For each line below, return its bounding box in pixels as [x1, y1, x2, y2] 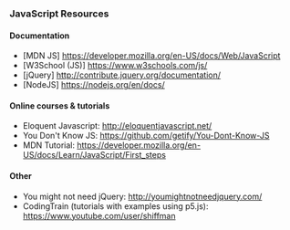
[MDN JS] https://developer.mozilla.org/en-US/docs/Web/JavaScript [22, 50, 281, 61]
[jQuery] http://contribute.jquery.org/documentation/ [22, 69, 222, 80]
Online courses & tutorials [9, 99, 110, 111]
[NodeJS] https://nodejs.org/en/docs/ [22, 79, 166, 90]
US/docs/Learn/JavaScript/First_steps [22, 150, 167, 161]
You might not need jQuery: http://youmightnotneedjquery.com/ [22, 191, 263, 202]
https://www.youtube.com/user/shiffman [22, 210, 176, 221]
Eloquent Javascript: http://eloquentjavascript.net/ [22, 120, 212, 131]
